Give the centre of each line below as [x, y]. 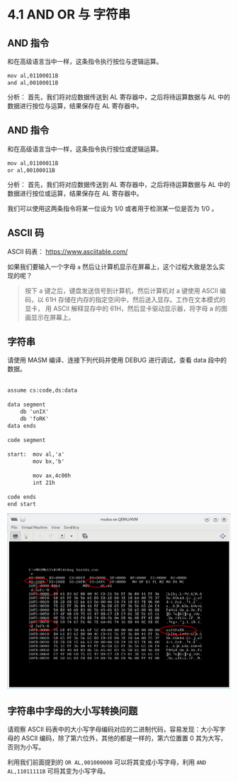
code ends [22, 497]
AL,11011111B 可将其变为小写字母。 [58, 771]
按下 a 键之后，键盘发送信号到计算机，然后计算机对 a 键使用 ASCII [121, 290]
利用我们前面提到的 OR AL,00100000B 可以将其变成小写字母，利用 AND [107, 762]
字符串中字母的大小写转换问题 [73, 711]
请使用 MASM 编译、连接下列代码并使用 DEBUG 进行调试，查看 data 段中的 [117, 360]
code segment [27, 440]
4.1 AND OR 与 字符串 [69, 15]
